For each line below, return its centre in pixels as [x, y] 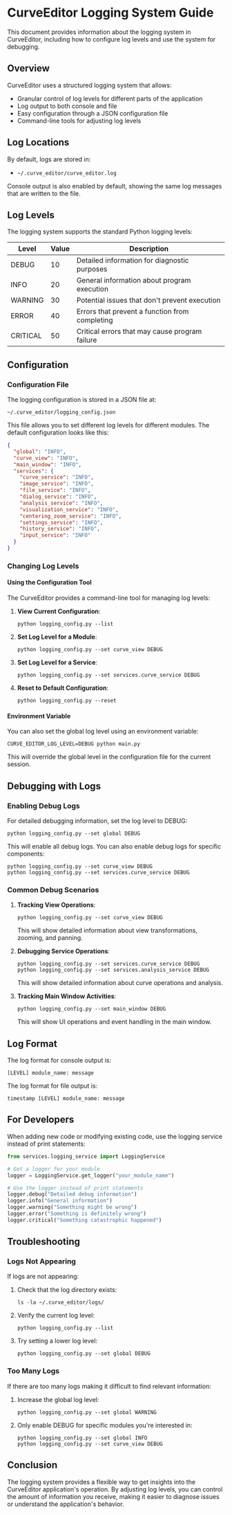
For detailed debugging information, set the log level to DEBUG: [97, 821]
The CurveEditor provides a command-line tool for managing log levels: [109, 598]
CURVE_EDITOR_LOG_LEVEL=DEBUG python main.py [74, 744]
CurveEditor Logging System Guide [110, 13]
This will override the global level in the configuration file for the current [109, 757]
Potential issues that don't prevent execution [148, 301]
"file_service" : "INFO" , [55, 490]
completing [95, 320]
